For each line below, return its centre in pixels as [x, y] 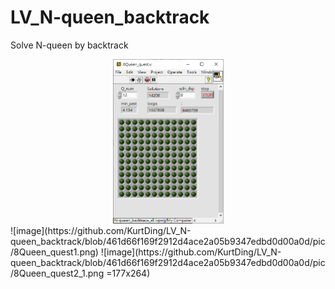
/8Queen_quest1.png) [54, 252]
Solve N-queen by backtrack [69, 45]
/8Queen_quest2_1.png [57, 273]
